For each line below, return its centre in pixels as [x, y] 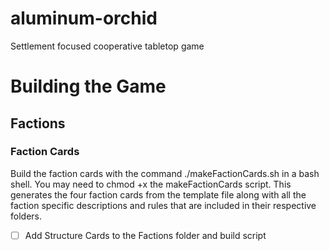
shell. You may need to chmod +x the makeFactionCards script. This [151, 184]
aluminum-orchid [84, 18]
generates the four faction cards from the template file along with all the [158, 194]
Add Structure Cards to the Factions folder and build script [145, 235]
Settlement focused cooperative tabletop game [107, 46]
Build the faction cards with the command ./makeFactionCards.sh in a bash [165, 173]
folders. [26, 216]
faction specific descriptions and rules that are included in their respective [163, 205]
